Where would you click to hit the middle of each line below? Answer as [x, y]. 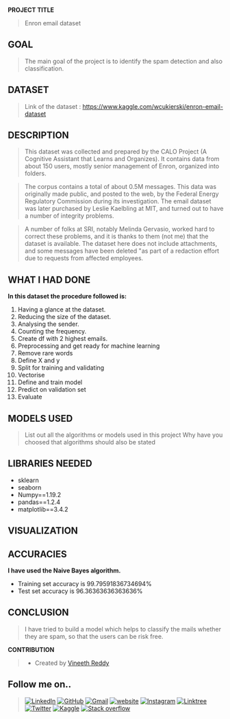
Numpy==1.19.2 [39, 494]
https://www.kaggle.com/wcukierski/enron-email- [153, 106]
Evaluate [30, 397]
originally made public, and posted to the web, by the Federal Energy [122, 194]
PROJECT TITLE [31, 10]
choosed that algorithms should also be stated [90, 442]
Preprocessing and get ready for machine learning [89, 346]
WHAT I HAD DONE [49, 280]
